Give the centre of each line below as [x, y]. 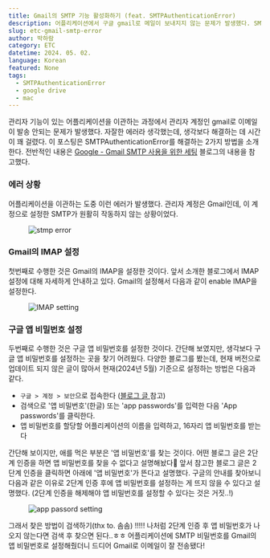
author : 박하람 [31, 38]
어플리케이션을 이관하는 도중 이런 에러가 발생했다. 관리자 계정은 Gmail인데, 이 [129, 204]
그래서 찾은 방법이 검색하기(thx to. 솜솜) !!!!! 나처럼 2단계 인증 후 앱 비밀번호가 [130, 526]
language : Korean [37, 61]
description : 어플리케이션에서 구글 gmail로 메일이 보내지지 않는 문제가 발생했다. [129, 23]
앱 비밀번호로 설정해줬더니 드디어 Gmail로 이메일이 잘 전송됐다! [106, 546]
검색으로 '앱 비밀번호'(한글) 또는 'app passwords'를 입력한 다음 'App [128, 405]
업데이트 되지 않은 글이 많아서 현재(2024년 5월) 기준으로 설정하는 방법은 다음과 [132, 369]
